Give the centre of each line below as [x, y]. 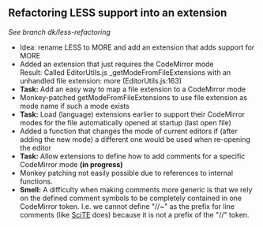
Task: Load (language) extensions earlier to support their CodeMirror [132, 114]
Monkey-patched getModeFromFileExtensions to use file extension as [133, 97]
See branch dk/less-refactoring [59, 32]
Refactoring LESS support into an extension [118, 13]
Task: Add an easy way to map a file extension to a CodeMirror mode [133, 89]
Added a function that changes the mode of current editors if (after [129, 131]
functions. [36, 181]
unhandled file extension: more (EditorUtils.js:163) [101, 80]
